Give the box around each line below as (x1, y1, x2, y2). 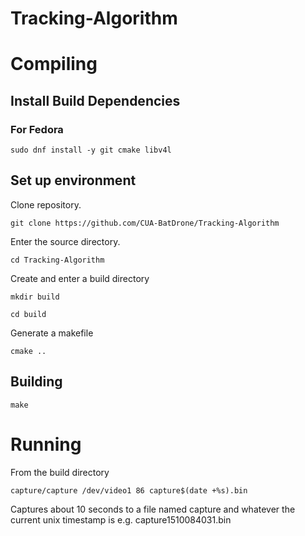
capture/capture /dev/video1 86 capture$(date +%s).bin (10, 485, 248, 496)
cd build (10, 309, 47, 319)
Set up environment (10, 172, 137, 189)
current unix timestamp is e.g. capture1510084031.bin (10, 513, 232, 526)
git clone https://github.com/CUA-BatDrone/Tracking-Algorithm (10, 218, 280, 228)
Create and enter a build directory (10, 272, 150, 284)
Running (10, 433, 82, 456)
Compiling (10, 53, 98, 76)
